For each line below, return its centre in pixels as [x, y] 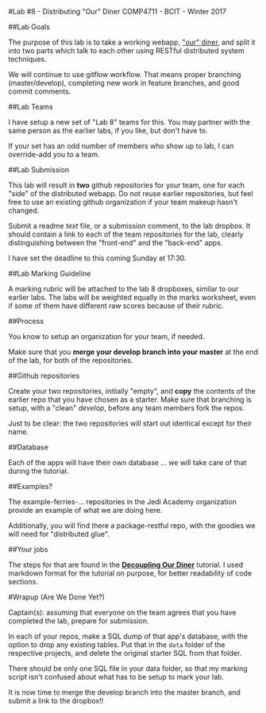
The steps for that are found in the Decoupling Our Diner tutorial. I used [126, 565]
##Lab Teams [31, 107]
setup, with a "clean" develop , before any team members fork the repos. [126, 408]
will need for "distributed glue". [59, 534]
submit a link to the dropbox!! [56, 701]
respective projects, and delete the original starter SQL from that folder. [125, 653]
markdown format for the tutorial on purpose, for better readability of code [130, 573]
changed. [24, 210]
